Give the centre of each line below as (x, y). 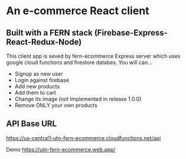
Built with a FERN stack (49, 33)
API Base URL (32, 124)
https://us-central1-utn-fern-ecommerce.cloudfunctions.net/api (84, 138)
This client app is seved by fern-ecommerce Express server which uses (93, 56)
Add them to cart (35, 93)
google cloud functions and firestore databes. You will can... (79, 62)
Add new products (37, 86)
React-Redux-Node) (44, 42)
